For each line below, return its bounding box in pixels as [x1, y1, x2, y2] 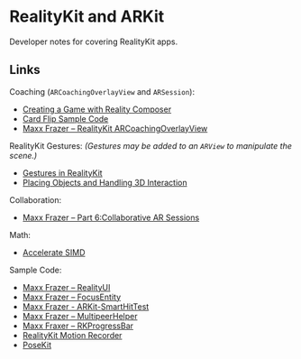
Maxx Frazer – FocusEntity [22, 291, 122, 302]
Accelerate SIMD [22, 246, 86, 258]
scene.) [9, 150, 38, 161]
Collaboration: [9, 194, 62, 205]
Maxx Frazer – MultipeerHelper [22, 310, 138, 321]
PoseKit [22, 339, 52, 350]
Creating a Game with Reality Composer [22, 104, 172, 115]
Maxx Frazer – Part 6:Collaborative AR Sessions [22, 212, 200, 223]
